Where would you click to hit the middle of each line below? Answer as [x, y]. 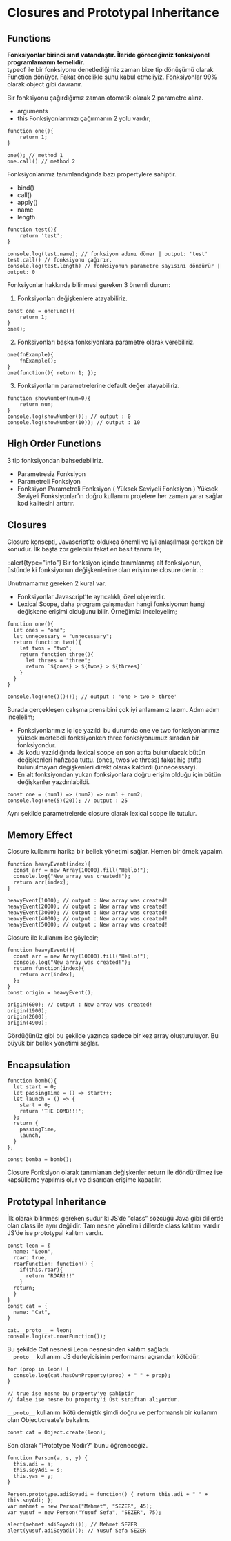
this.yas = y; [33, 1476]
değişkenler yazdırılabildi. [53, 782]
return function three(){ [57, 654]
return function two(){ [47, 642]
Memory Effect [40, 835]
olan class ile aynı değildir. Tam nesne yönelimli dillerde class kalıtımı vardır [114, 1225]
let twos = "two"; [46, 648]
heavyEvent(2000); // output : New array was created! [88, 907]
